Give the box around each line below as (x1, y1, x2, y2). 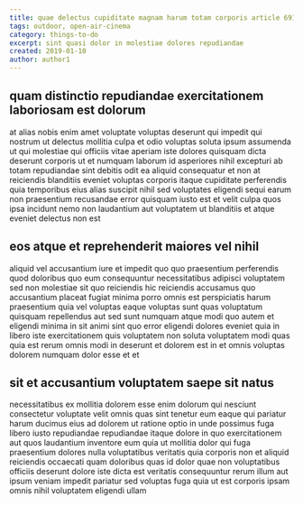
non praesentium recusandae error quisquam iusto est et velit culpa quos (9, 193, 281, 204)
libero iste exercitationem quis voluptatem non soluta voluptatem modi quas (9, 330, 290, 341)
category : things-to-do (9, 30, 99, 39)
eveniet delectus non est (9, 213, 101, 224)
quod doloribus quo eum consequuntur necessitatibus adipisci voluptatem (9, 272, 286, 283)
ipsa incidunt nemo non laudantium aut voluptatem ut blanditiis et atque (9, 203, 275, 214)
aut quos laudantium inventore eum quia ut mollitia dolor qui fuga (9, 437, 251, 448)
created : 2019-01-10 (9, 47, 87, 56)
